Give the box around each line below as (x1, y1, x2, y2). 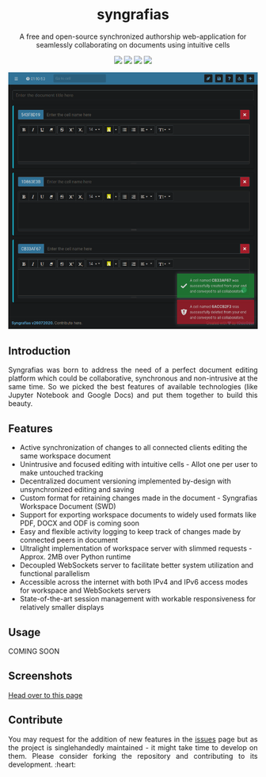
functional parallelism (19, 569, 90, 578)
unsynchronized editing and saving (19, 485, 135, 495)
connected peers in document (19, 536, 119, 545)
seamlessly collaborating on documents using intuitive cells (36, 40, 230, 49)
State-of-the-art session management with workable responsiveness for (19, 594, 256, 604)
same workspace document (19, 451, 111, 461)
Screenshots (8, 669, 73, 683)
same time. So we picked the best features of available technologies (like (8, 382, 258, 392)
